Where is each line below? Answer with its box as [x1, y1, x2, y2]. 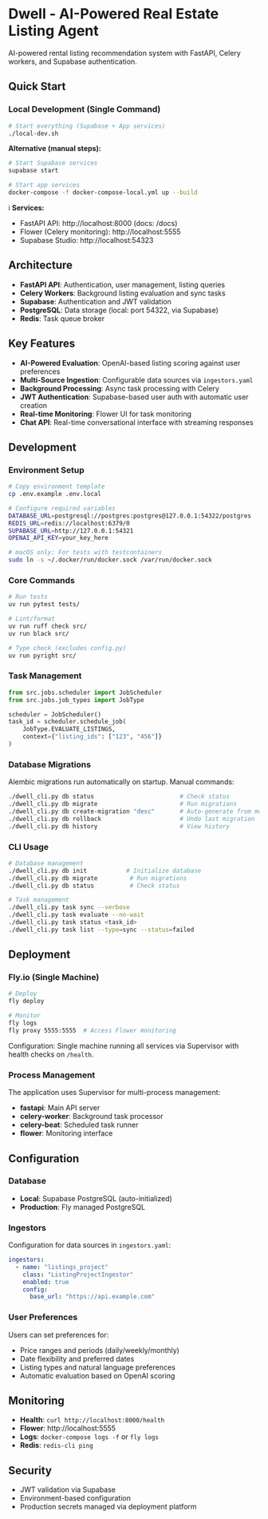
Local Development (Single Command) [8, 104, 161, 115]
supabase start [8, 167, 59, 175]
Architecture [8, 259, 73, 272]
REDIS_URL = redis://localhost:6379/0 [8, 519, 130, 527]
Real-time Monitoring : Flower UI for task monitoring [19, 409, 192, 418]
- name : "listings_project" [15, 1263, 109, 1271]
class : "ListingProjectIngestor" [22, 1271, 134, 1279]
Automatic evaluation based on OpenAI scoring [19, 1370, 175, 1380]
